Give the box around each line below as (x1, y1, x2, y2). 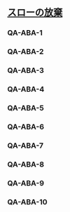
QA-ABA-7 (7, 141, 44, 150)
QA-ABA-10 (7, 197, 48, 206)
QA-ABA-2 (7, 47, 44, 57)
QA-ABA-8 (7, 160, 44, 169)
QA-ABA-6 (7, 122, 44, 132)
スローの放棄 (7, 6, 63, 19)
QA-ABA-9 (7, 178, 44, 188)
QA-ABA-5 (7, 104, 44, 113)
